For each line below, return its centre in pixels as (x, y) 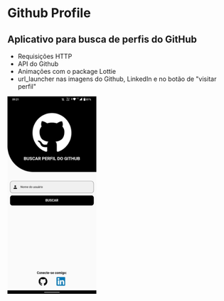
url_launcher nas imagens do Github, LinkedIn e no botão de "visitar (117, 79)
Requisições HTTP (45, 56)
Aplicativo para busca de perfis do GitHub (102, 39)
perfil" (27, 86)
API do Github (38, 64)
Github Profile (49, 13)
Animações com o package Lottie (66, 71)
